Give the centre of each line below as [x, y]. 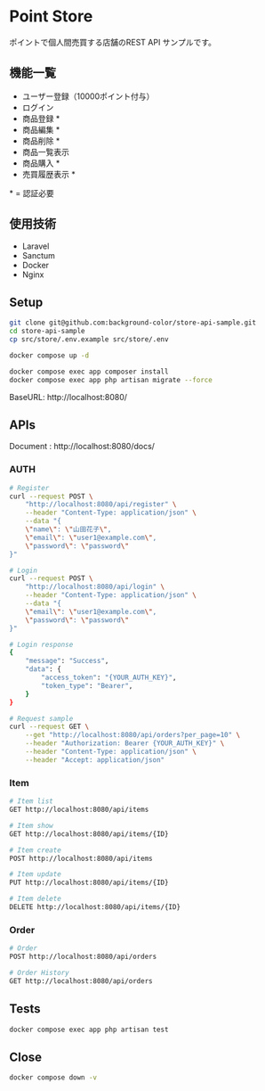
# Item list [31, 801]
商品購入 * [41, 163]
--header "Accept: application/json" [95, 759]
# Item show [31, 825]
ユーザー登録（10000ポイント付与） [88, 96]
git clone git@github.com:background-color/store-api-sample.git [132, 323]
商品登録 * [41, 119]
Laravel [36, 246]
